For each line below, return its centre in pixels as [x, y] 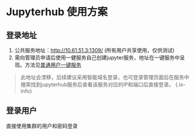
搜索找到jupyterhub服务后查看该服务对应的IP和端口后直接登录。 [97, 84]
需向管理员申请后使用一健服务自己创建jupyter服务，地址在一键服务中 [97, 58]
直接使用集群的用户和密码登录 [42, 126]
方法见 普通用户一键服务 [53, 65]
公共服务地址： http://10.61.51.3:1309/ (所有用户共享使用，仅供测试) [95, 50]
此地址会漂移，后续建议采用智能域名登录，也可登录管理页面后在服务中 [105, 77]
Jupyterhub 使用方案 [57, 12]
